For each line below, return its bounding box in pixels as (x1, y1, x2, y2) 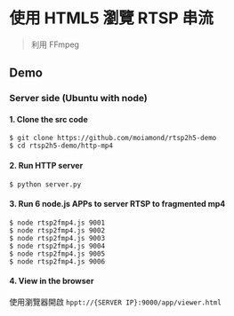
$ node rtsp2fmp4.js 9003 (9, 233, 105, 242)
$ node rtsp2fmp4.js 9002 (9, 225, 105, 235)
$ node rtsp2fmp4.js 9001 (9, 218, 105, 227)
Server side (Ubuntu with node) (9, 92, 149, 105)
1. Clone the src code (9, 114, 88, 124)
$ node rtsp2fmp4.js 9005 (9, 249, 105, 258)
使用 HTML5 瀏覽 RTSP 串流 (9, 8, 214, 28)
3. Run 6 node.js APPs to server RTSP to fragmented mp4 (9, 199, 226, 209)
